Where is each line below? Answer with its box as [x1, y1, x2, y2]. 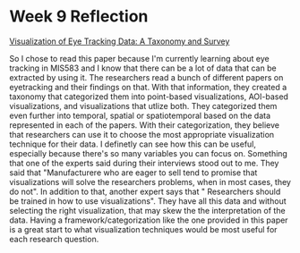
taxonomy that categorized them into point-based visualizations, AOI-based [9, 91, 289, 102]
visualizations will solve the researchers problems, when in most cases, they [9, 176, 291, 187]
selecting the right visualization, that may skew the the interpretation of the [9, 205, 286, 215]
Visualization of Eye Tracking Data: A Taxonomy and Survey [9, 36, 230, 46]
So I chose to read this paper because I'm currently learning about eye [9, 53, 270, 63]
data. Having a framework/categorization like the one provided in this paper [9, 215, 288, 225]
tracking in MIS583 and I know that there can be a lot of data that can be [9, 63, 277, 73]
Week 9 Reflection [9, 6, 149, 27]
